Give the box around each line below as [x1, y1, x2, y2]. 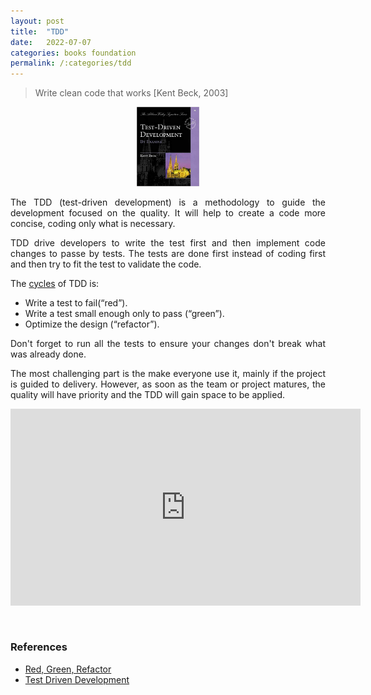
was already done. [10, 348, 87, 360]
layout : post [10, 16, 65, 26]
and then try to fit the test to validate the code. [10, 258, 202, 270]
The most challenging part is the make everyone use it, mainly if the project [10, 367, 326, 379]
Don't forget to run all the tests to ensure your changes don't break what [10, 337, 326, 349]
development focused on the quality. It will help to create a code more [10, 206, 326, 219]
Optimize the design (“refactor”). [24, 318, 160, 330]
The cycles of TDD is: [10, 277, 100, 289]
